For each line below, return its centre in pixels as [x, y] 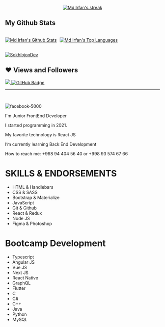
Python [19, 314]
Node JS [21, 218]
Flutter [19, 288]
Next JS [20, 273]
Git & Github [24, 208]
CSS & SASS [25, 192]
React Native [25, 277]
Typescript [23, 257]
